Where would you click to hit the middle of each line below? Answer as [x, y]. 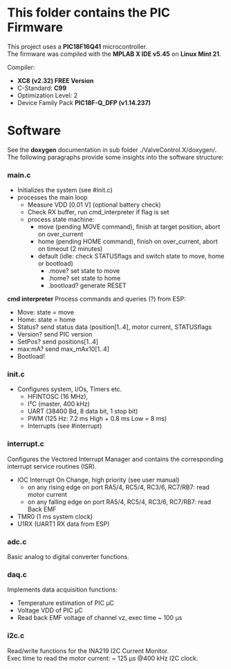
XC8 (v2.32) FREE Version [55, 80]
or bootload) [56, 263]
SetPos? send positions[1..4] [58, 342]
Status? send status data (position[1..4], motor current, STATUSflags [114, 327]
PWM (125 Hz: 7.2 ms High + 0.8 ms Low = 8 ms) [97, 419]
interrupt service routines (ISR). [52, 466]
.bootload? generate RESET [87, 285]
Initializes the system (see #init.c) [65, 190]
